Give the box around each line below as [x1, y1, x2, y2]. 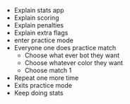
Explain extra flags [13, 28, 69, 37]
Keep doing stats [13, 88, 64, 97]
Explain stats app [13, 6, 64, 14]
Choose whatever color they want [24, 59, 124, 67]
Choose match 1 [24, 67, 72, 74]
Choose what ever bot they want [24, 51, 120, 59]
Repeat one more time [13, 74, 79, 82]
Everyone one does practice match [13, 44, 117, 52]
